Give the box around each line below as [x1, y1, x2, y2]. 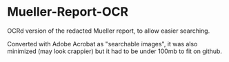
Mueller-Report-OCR [7, 4, 129, 20]
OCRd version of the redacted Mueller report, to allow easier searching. [7, 27, 210, 35]
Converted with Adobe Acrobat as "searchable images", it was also [7, 40, 198, 48]
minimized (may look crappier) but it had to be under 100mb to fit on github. [7, 47, 223, 55]
